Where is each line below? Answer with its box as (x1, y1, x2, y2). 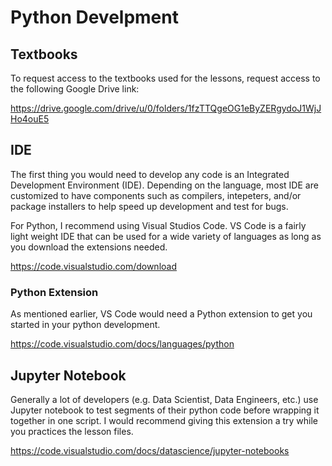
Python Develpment (10, 6, 179, 29)
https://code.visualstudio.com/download (10, 260, 177, 272)
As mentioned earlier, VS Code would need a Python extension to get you (10, 308, 313, 320)
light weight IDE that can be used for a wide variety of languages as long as (10, 230, 322, 242)
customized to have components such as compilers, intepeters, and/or (10, 189, 302, 201)
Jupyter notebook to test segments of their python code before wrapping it (10, 404, 320, 416)
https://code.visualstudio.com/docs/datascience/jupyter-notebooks (10, 444, 290, 456)
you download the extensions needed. (10, 241, 168, 253)
